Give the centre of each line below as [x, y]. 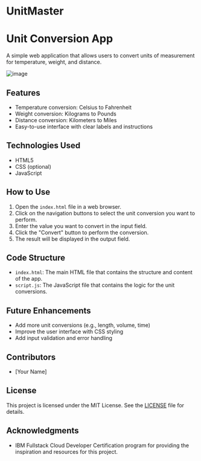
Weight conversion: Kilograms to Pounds [65, 114]
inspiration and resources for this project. [66, 451]
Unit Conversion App [60, 39]
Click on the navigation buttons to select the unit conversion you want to [105, 213]
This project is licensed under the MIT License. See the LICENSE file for [95, 405]
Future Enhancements [49, 311]
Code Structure [36, 257]
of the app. [29, 279]
